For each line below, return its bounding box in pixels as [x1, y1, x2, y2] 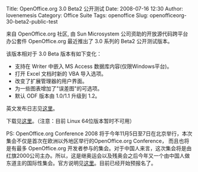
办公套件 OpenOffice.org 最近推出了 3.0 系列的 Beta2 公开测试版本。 [6, 38, 173, 44]
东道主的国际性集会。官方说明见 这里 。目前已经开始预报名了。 [6, 160, 157, 167]
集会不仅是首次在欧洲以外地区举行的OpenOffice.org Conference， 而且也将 [6, 138, 190, 144]
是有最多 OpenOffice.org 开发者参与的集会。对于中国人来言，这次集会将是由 [6, 145, 192, 152]
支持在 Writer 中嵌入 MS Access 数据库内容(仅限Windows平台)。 [14, 63, 173, 70]
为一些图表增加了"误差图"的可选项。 [14, 85, 103, 92]
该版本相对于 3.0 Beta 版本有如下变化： [6, 50, 102, 57]
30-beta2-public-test [6, 18, 58, 25]
